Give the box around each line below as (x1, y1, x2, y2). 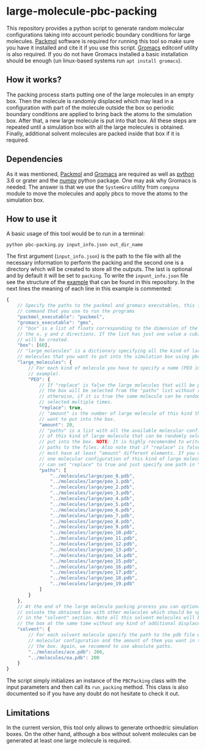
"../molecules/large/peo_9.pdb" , (49, 524, 135, 530)
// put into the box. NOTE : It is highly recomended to (38, 439, 184, 445)
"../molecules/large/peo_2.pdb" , (49, 484, 135, 490)
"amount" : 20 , (38, 421, 75, 428)
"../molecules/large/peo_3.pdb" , (49, 490, 135, 496)
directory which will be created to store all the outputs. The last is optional (6, 266, 192, 273)
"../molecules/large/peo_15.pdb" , (49, 558, 138, 564)
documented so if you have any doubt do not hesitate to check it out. (6, 690, 180, 697)
